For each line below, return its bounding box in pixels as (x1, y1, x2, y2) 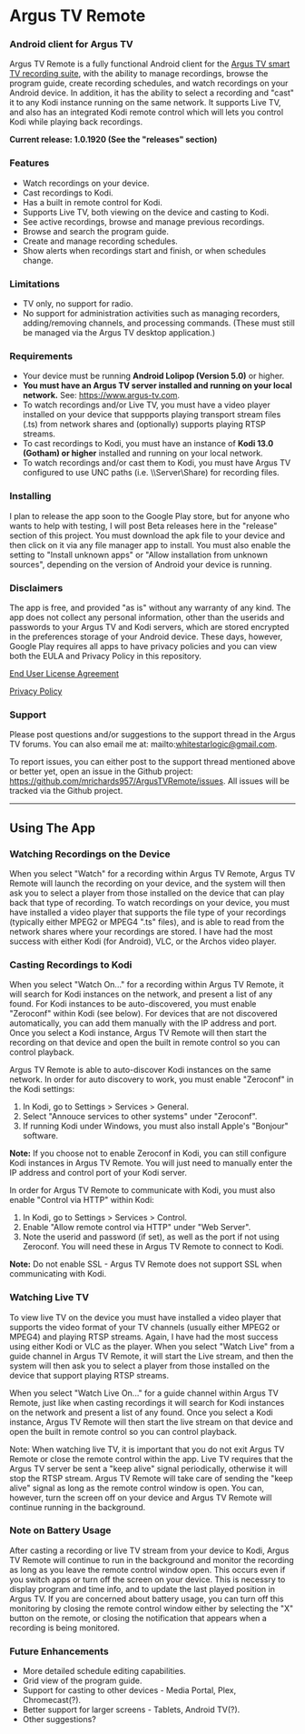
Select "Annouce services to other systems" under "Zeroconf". (22, 1111, 258, 1122)
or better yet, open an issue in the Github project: (9, 766, 193, 777)
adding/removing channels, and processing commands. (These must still (22, 317, 295, 328)
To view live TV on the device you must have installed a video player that (9, 1311, 281, 1323)
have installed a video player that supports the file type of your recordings (9, 907, 287, 917)
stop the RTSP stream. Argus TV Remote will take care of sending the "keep (9, 1472, 293, 1483)
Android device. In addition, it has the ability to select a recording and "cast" (9, 87, 295, 98)
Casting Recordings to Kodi (9, 958, 133, 971)
